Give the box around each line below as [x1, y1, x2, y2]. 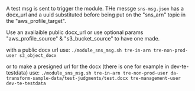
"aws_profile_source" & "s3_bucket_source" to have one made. [6, 35, 160, 42]
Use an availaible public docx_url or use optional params [6, 29, 144, 36]
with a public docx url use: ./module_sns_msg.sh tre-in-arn [6, 46, 151, 53]
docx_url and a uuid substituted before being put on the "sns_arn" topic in [6, 11, 186, 18]
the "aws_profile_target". [6, 18, 66, 24]
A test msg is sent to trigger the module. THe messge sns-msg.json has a [6, 5, 184, 12]
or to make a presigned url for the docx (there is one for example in [6, 63, 170, 70]
